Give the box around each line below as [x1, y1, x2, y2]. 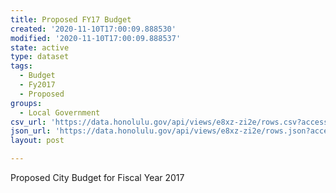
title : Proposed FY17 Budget [10, 14, 132, 25]
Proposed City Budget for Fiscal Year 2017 [10, 172, 185, 183]
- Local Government [19, 107, 101, 118]
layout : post [10, 136, 65, 146]
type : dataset [10, 52, 70, 62]
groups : [10, 98, 43, 108]
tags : [10, 61, 33, 71]
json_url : [10, 126, 52, 136]
